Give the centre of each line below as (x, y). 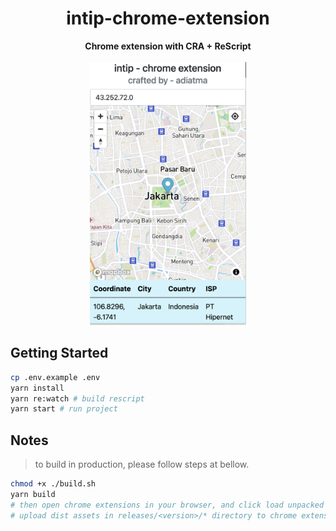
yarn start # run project (64, 409)
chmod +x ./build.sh (53, 484)
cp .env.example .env (55, 377)
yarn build (33, 494)
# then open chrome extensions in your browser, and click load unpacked (167, 505)
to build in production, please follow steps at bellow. (142, 464)
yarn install (37, 388)
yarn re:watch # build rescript (77, 398)
